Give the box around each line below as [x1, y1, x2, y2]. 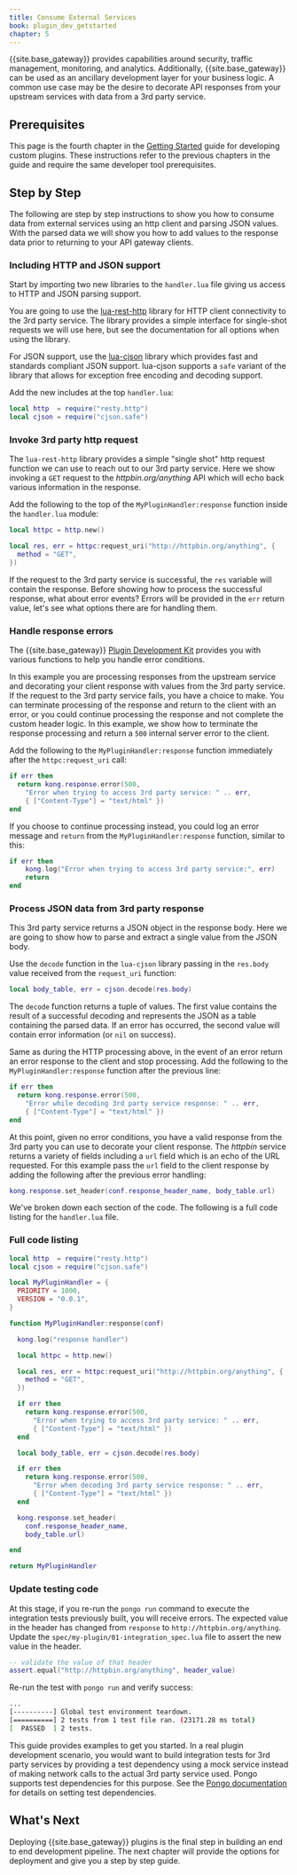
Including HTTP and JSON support [9, 259, 161, 271]
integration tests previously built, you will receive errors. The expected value [9, 1613, 288, 1623]
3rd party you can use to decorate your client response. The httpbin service [9, 1141, 286, 1152]
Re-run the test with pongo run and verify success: [9, 1682, 193, 1693]
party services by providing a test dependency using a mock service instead [9, 1759, 289, 1770]
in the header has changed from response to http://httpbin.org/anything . [9, 1621, 282, 1632]
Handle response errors [9, 624, 113, 637]
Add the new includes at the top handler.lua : [9, 387, 175, 398]
